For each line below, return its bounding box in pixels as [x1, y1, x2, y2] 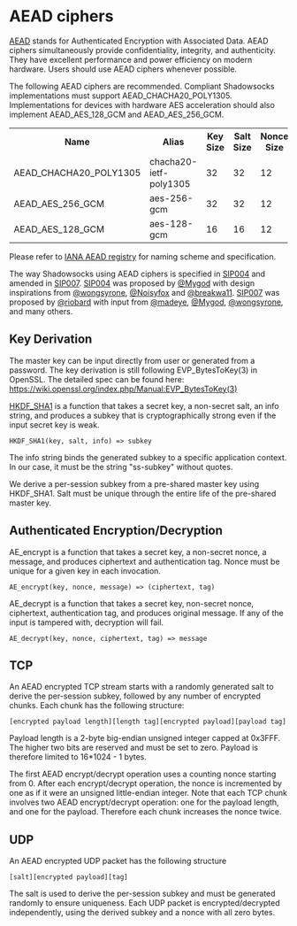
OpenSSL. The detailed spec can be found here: [9, 374, 185, 384]
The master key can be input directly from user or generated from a [9, 355, 255, 366]
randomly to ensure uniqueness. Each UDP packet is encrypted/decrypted [9, 898, 280, 908]
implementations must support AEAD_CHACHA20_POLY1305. [9, 90, 232, 101]
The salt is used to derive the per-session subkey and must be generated [9, 888, 276, 899]
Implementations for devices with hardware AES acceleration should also [9, 99, 276, 110]
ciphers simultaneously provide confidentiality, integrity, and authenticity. [9, 44, 277, 55]
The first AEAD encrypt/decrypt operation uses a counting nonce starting [9, 768, 277, 780]
